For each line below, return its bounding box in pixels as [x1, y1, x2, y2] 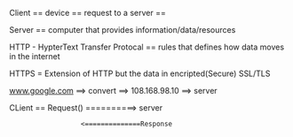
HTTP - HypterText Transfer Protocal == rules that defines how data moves [9, 42, 285, 52]
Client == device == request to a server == [9, 8, 166, 18]
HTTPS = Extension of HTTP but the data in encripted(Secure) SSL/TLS [9, 68, 271, 79]
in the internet [9, 51, 60, 61]
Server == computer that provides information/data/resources [9, 25, 236, 34]
